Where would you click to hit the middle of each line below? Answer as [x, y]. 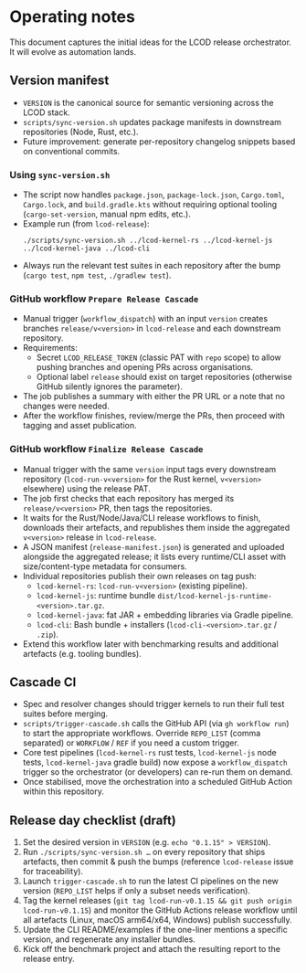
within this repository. [63, 791]
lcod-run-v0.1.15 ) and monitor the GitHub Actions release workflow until [160, 910]
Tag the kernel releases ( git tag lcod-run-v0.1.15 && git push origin [157, 901]
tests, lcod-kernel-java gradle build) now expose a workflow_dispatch [155, 762]
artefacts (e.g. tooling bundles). [82, 653]
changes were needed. [66, 406]
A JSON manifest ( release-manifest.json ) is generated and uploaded [153, 546]
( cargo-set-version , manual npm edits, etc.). [107, 214]
